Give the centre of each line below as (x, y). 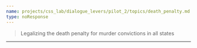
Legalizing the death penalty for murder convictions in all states (97, 33)
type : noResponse (27, 17)
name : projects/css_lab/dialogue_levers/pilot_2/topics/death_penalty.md (98, 11)
